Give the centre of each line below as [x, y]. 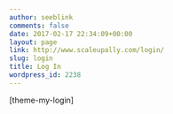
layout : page [33, 42]
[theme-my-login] [41, 100]
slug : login [31, 58]
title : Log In [35, 67]
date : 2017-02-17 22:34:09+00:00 [71, 34]
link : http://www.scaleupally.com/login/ [87, 50]
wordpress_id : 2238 [45, 75]
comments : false [39, 26]
